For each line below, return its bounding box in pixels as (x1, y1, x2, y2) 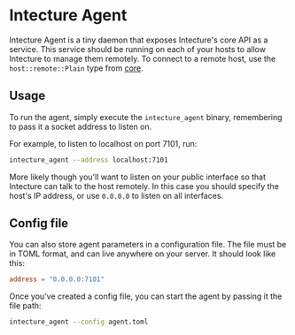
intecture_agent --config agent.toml (9, 317, 149, 327)
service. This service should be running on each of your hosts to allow (9, 43, 266, 54)
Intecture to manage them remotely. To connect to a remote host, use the (9, 53, 276, 64)
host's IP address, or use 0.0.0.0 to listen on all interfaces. (9, 190, 224, 201)
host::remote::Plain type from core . (9, 63, 144, 73)
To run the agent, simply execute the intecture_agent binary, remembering (9, 111, 283, 122)
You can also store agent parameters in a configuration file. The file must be (9, 240, 287, 250)
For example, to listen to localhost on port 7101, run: (9, 138, 198, 148)
